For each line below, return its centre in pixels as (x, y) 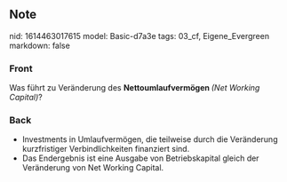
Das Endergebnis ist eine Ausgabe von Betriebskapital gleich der (140, 158)
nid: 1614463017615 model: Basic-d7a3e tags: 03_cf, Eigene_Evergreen (139, 36)
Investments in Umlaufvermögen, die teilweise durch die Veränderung (150, 139)
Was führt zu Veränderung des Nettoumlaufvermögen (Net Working (135, 88)
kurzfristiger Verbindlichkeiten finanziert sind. (106, 149)
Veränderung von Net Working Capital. (93, 168)
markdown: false (40, 45)
